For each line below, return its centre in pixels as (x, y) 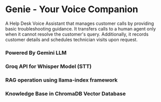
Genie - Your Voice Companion (72, 9)
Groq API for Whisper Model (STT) (48, 66)
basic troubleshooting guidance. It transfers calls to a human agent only (81, 28)
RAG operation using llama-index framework (62, 80)
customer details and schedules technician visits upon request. (72, 40)
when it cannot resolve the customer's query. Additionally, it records (77, 34)
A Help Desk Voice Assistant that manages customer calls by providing (80, 23)
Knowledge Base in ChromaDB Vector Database (65, 93)
